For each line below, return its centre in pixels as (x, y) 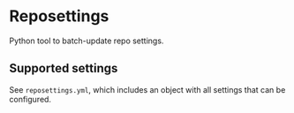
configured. (30, 99)
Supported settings (64, 68)
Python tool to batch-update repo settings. (87, 41)
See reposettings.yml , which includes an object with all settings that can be (147, 89)
